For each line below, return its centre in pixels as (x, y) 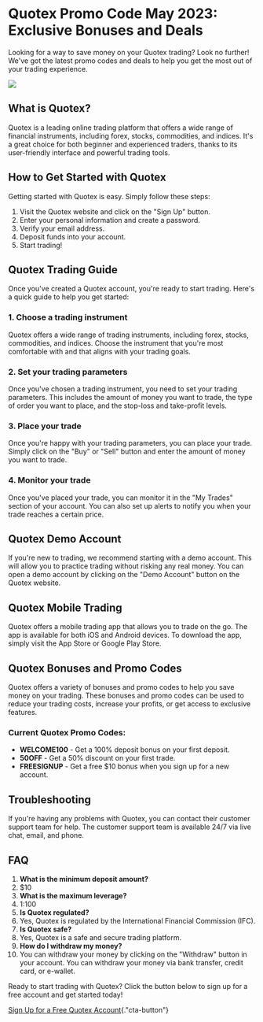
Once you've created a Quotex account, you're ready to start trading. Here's (131, 289)
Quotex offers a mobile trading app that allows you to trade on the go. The (128, 627)
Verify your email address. (62, 228)
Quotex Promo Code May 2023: (113, 14)
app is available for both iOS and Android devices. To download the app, (125, 635)
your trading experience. (48, 69)
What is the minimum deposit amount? (84, 879)
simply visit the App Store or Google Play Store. (85, 643)
